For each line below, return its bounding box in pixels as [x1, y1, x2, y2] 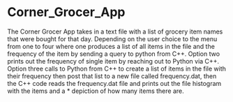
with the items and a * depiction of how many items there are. [7, 87, 185, 95]
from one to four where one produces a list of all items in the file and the [7, 42, 215, 50]
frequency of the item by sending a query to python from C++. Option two [7, 50, 220, 58]
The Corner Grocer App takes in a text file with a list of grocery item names [7, 27, 223, 36]
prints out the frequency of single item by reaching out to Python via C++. [7, 57, 220, 65]
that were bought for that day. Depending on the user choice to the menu [7, 34, 218, 43]
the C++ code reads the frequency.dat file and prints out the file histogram [7, 79, 222, 87]
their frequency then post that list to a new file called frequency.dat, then [7, 71, 217, 80]
